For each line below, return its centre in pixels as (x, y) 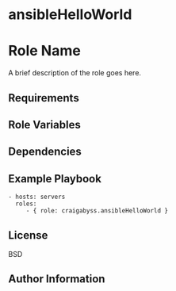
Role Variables (44, 124)
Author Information (57, 279)
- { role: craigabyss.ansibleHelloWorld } (97, 211)
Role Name (44, 51)
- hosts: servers (37, 197)
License (28, 235)
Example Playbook (55, 179)
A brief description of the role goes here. (75, 73)
